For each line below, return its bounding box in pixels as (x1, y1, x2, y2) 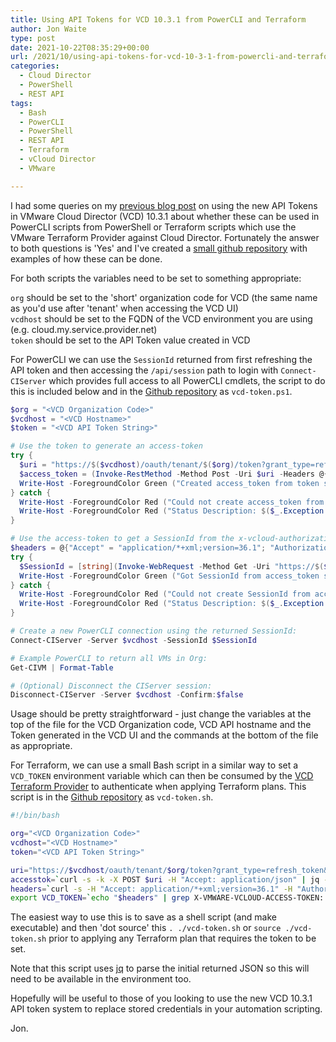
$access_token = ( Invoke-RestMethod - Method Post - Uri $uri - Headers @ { (19, 469, 329, 479)
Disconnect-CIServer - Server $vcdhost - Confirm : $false (10, 690, 244, 700)
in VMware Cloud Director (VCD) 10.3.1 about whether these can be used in (10, 210, 320, 222)
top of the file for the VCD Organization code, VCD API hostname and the (10, 719, 312, 731)
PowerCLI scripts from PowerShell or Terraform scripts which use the (10, 221, 297, 233)
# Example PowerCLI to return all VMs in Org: (10, 653, 208, 663)
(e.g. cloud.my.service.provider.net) (10, 323, 158, 335)
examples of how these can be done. (10, 252, 163, 265)
